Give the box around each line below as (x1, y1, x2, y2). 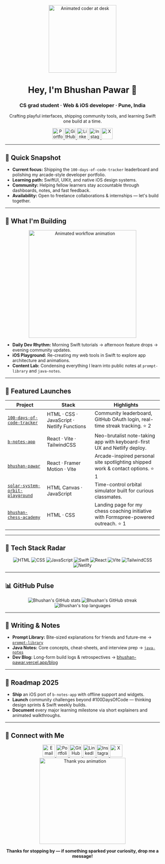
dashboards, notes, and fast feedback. (12, 187, 91, 193)
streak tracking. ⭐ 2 (106, 422, 151, 429)
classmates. (94, 493, 122, 500)
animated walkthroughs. (12, 712, 61, 718)
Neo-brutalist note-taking (94, 432, 156, 439)
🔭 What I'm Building (5, 216, 67, 225)
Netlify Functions (47, 423, 86, 430)
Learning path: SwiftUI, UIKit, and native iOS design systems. (12, 177, 137, 183)
